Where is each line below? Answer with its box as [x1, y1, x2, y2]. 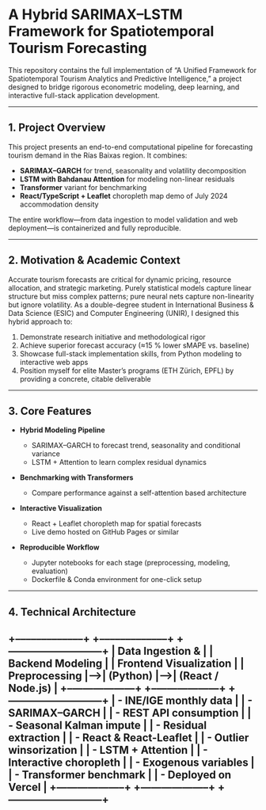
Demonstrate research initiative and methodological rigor [19, 332, 206, 341]
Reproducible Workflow [19, 542, 100, 552]
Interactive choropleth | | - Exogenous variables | [8, 756, 255, 770]
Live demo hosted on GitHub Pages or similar [31, 527, 180, 537]
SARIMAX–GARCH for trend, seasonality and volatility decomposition [19, 165, 247, 175]
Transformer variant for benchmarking [19, 182, 147, 192]
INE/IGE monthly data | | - [124, 694, 253, 708]
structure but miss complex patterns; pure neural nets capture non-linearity [8, 291, 255, 301]
